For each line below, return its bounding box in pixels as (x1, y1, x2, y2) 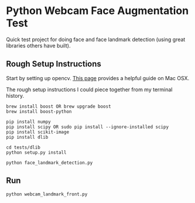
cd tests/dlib (6, 144, 41, 150)
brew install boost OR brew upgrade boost (6, 104, 111, 109)
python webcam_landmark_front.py (6, 191, 88, 197)
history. (6, 92, 25, 99)
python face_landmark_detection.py (6, 160, 93, 166)
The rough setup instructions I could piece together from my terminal (6, 86, 173, 93)
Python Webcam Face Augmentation (6, 4, 189, 18)
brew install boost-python (6, 108, 72, 115)
